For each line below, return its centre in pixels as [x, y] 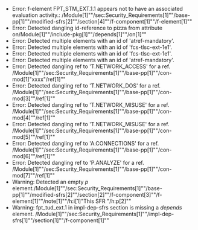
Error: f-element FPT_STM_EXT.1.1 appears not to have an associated [97, 9]
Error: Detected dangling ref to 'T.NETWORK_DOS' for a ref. [86, 86]
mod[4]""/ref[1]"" [34, 118]
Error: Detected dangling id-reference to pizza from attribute [87, 28]
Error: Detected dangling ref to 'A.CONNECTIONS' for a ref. [85, 143]
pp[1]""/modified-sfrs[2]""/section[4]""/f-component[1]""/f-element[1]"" [102, 21]
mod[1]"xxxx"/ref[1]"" [39, 79]
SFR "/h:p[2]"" [113, 201]
